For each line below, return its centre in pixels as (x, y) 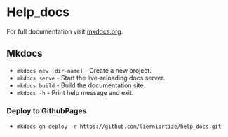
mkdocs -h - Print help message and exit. (75, 92)
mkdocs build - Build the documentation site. (81, 85)
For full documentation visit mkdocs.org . (65, 31)
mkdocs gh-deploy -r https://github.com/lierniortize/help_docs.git (119, 127)
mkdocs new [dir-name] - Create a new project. (84, 70)
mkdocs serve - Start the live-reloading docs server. (91, 78)
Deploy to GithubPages (47, 110)
